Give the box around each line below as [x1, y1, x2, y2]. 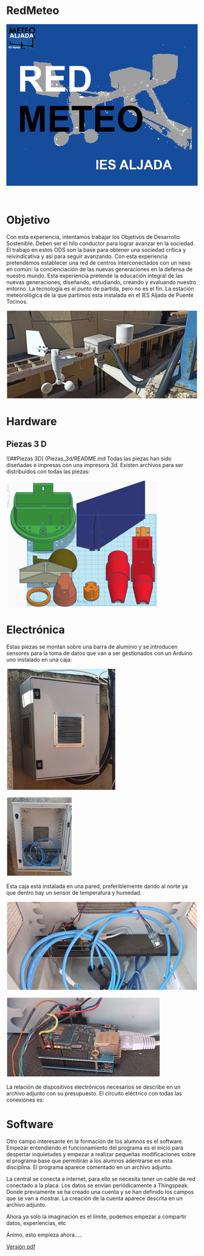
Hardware [6, 415, 57, 429]
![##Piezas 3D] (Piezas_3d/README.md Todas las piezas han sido [6, 455, 172, 462]
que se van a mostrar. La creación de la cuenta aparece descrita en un [6, 1195, 183, 1202]
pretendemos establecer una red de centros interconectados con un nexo [6, 259, 191, 266]
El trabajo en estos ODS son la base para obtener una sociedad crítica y [6, 246, 186, 253]
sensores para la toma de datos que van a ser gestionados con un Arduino [6, 650, 193, 657]
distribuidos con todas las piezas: [6, 468, 90, 475]
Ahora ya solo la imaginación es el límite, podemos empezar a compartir [6, 1213, 187, 1220]
